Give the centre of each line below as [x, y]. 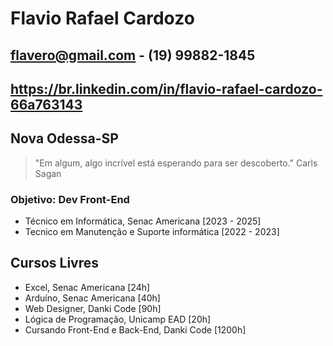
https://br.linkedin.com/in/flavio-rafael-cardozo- [166, 88]
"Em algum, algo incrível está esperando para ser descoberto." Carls [176, 163]
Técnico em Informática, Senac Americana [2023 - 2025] [143, 221]
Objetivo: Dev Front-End [70, 199]
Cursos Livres [55, 263]
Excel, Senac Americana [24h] [87, 287]
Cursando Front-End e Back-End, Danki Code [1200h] [135, 329]
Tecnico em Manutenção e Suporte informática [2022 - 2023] [152, 232]
